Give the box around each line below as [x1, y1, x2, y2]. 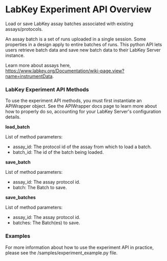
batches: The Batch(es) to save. [12, 219, 80, 226]
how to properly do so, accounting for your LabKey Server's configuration [5, 109, 161, 115]
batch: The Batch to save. [12, 185, 67, 191]
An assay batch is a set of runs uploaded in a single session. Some [5, 36, 147, 42]
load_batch [5, 124, 30, 130]
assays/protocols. [5, 26, 43, 32]
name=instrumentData [5, 73, 53, 79]
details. [5, 114, 21, 120]
